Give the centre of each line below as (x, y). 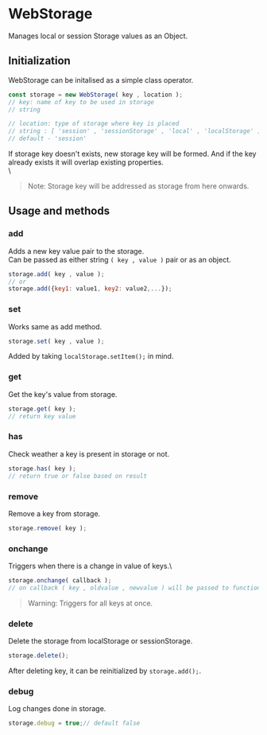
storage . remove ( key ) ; (48, 528)
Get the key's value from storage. (63, 394)
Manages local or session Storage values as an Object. (98, 36)
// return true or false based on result (78, 476)
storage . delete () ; (39, 656)
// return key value (43, 416)
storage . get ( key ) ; (43, 409)
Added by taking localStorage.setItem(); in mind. (91, 356)
